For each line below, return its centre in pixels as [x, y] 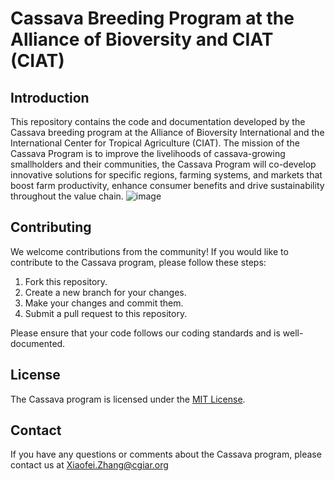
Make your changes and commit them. [104, 303]
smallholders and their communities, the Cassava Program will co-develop [163, 164]
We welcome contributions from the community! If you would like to [149, 251]
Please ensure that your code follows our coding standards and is [145, 333]
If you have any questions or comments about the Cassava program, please [166, 454]
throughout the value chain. [67, 196]
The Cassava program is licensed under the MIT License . [128, 399]
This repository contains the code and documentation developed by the [158, 121]
